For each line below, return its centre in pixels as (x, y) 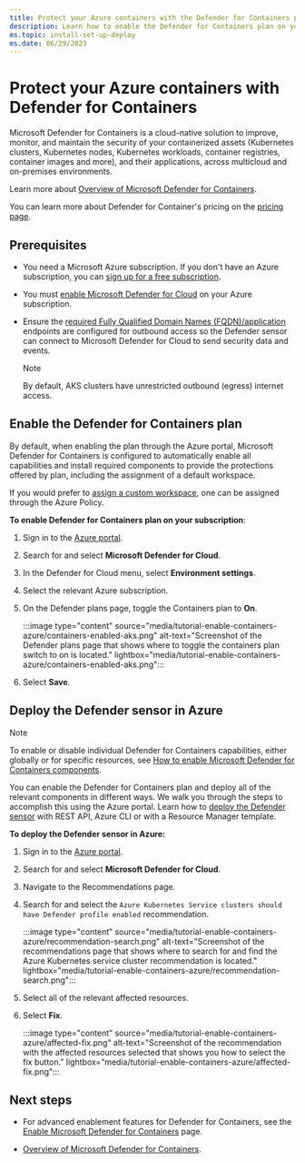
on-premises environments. (61, 172)
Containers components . (56, 769)
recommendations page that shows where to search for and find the (150, 951)
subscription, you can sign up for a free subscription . (122, 277)
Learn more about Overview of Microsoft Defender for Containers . (133, 189)
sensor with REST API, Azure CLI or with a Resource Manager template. (143, 816)
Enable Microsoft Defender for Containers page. (112, 1132)
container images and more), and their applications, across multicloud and (148, 162)
